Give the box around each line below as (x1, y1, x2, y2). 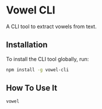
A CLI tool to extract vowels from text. (6, 23, 97, 30)
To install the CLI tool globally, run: (6, 55, 89, 62)
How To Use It (6, 83, 57, 93)
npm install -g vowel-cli (6, 67, 69, 73)
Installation (6, 40, 48, 50)
